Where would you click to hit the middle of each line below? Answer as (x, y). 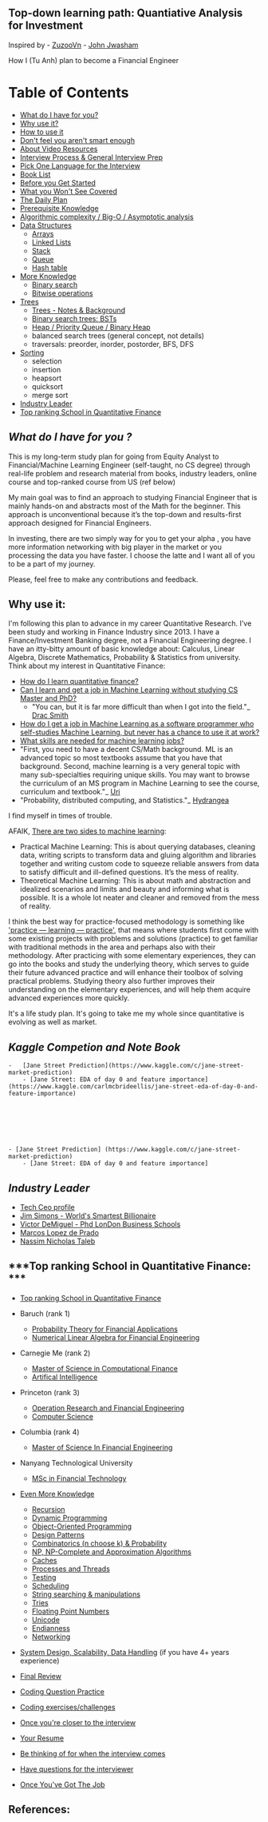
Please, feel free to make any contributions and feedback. (103, 579)
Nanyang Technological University (76, 1462)
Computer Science (63, 1416)
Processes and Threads (71, 1569)
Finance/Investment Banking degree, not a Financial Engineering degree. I (130, 640)
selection (47, 361)
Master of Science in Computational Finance (104, 1368)
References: (39, 1810)
